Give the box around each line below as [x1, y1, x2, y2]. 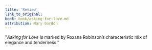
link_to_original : [5, 12, 43, 17]
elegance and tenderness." [5, 40, 60, 46]
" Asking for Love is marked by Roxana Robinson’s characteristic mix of [5, 34, 148, 40]
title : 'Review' [5, 7, 38, 12]
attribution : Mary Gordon [5, 21, 58, 26]
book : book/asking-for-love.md [5, 16, 69, 21]
